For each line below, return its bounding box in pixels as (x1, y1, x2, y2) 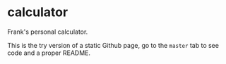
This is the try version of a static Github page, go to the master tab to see (7, 41, 219, 49)
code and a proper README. (7, 49, 90, 57)
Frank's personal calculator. (7, 27, 88, 36)
